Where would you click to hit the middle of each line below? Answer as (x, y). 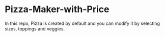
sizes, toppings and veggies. (35, 28)
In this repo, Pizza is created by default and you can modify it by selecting (82, 23)
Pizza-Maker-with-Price (57, 9)
